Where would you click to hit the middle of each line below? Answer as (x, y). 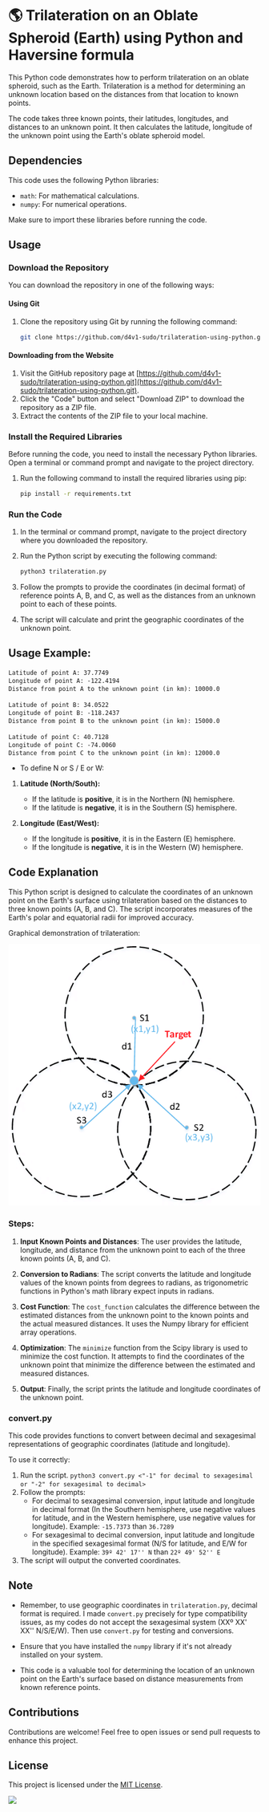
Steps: (21, 1224)
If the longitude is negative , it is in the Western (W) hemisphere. (137, 847)
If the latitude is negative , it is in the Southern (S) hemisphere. (134, 807)
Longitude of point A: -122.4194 (64, 681)
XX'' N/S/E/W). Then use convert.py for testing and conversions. (127, 1631)
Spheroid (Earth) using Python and (126, 38)
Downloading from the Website (61, 355)
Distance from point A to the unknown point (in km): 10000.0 (114, 689)
